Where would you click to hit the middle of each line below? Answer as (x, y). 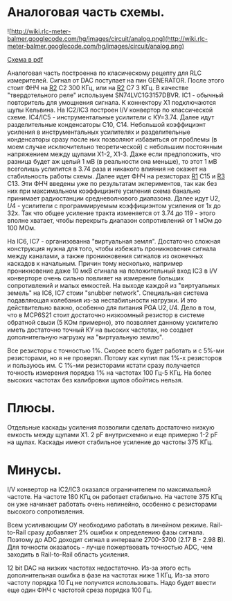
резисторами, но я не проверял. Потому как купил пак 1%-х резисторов (115, 357)
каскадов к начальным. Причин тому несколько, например (95, 263)
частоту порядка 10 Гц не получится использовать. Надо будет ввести (112, 582)
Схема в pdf (25, 59)
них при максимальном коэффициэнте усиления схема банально (104, 191)
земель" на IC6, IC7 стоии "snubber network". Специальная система (108, 293)
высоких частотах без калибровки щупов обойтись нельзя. (95, 380)
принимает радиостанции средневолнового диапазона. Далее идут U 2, (114, 198)
